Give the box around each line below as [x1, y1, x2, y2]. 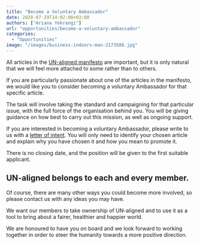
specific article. [6, 89, 44, 96]
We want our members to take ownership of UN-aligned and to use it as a [6, 207, 188, 214]
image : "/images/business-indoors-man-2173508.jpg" [6, 42, 138, 48]
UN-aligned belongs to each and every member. [6, 173, 189, 183]
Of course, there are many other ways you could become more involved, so [6, 189, 193, 196]
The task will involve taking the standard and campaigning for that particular [6, 100, 194, 108]
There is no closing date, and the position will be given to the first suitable [6, 149, 189, 156]
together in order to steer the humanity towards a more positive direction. [6, 231, 187, 238]
